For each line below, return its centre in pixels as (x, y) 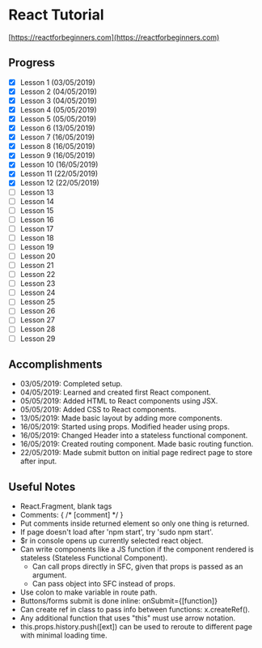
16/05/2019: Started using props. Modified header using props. (125, 427)
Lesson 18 (37, 237)
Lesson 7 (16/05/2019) (57, 137)
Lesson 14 (37, 201)
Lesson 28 (38, 329)
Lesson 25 (38, 302)
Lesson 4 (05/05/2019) (58, 109)
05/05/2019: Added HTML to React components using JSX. (119, 401)
